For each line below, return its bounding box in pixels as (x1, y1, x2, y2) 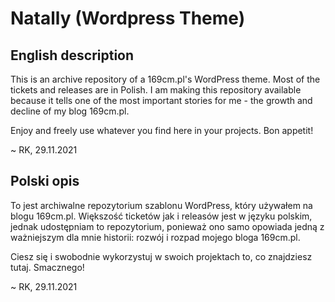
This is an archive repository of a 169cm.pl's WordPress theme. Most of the (10, 73, 321, 85)
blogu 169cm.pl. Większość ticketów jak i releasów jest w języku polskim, (10, 210, 313, 222)
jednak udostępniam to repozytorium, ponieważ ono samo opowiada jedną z (10, 220, 325, 232)
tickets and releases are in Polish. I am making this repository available (10, 84, 302, 96)
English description (10, 47, 135, 64)
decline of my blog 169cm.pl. (10, 105, 130, 117)
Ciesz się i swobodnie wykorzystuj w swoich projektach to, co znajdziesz (10, 250, 313, 262)
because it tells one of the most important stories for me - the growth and (10, 95, 313, 106)
